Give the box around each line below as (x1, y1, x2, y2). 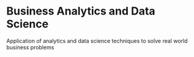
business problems (6, 44, 54, 51)
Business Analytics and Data (6, 4, 155, 18)
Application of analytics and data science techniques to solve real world (6, 37, 188, 44)
